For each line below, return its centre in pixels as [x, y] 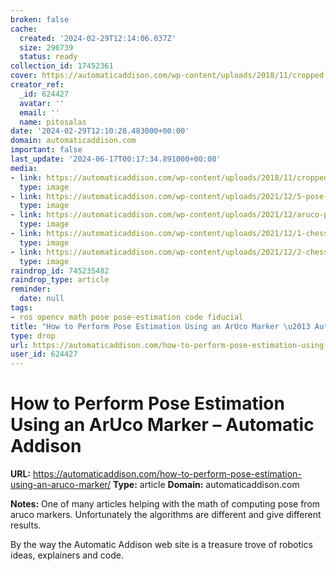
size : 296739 [46, 47]
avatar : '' [42, 103]
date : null [42, 299]
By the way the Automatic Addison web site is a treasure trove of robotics [161, 545]
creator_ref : [37, 85]
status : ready [48, 57]
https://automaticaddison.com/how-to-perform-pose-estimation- [167, 474]
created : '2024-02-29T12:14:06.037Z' [98, 38]
